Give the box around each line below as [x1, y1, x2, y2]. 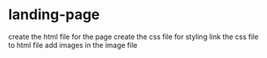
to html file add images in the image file [8, 40, 138, 49]
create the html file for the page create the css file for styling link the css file [8, 32, 259, 41]
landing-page [8, 6, 100, 24]
